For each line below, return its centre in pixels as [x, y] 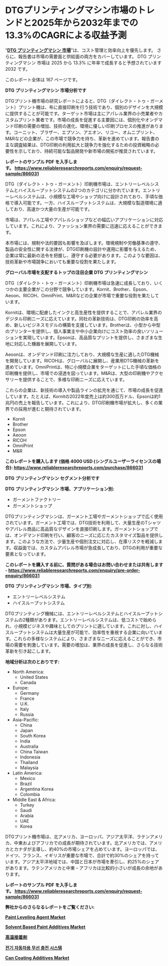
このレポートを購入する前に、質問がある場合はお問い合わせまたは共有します [84, 564]
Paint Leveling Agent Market [35, 917]
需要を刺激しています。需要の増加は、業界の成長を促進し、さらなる [84, 645]
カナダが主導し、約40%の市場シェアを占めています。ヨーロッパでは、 [87, 849]
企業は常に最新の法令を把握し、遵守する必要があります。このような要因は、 [84, 255]
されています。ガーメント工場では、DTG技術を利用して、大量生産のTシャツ [83, 522]
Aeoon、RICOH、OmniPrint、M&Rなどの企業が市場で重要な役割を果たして [82, 295]
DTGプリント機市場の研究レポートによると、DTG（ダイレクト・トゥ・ [78, 101]
